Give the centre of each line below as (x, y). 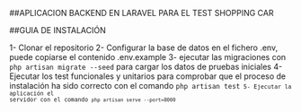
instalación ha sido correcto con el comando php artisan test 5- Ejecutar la (150, 86)
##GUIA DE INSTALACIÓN (58, 30)
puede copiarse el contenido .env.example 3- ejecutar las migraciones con (148, 57)
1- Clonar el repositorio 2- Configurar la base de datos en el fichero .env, (144, 47)
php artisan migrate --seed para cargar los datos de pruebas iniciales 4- (146, 67)
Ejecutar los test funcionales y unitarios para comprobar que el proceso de (148, 76)
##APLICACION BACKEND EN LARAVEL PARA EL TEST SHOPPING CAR (142, 13)
